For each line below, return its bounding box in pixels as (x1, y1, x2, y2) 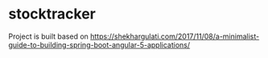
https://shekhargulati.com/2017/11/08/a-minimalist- (89, 31, 260, 41)
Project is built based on (8, 31, 89, 41)
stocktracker (8, 5, 97, 23)
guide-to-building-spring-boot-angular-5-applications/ (8, 39, 191, 49)
